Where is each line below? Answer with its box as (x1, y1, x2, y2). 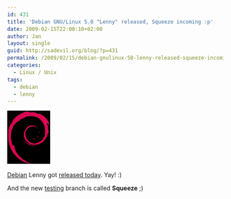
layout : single (7, 40, 51, 47)
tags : (7, 76, 23, 83)
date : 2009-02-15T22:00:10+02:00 (7, 25, 103, 32)
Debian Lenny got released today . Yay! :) (7, 171, 122, 179)
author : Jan (7, 33, 41, 40)
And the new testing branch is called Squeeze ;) (7, 184, 144, 192)
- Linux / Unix (13, 69, 57, 75)
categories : (7, 62, 41, 69)
